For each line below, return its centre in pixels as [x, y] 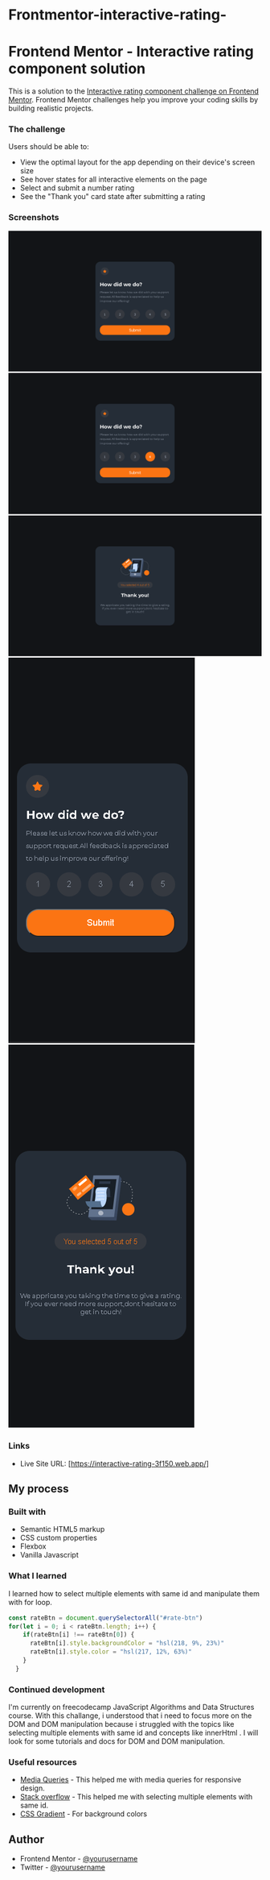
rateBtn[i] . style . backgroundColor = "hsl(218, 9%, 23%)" [127, 1643]
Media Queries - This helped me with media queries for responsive [131, 1780]
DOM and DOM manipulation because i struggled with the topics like [121, 1724]
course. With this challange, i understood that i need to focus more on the [130, 1716]
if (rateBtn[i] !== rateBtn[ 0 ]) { [79, 1635]
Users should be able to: [49, 147]
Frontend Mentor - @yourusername [79, 1859]
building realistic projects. [51, 108]
